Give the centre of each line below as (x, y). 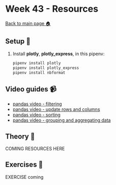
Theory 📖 (20, 136)
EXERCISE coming (24, 177)
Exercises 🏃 (24, 165)
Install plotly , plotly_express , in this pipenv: (59, 54)
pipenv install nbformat (39, 73)
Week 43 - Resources (52, 9)
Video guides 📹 (31, 89)
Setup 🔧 (18, 41)
